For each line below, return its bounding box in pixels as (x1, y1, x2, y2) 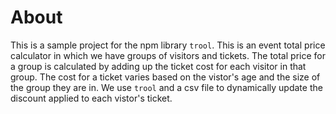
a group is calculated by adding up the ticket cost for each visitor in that (10, 60, 307, 72)
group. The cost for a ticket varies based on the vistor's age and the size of (10, 71, 321, 83)
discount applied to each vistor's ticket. (10, 92, 173, 104)
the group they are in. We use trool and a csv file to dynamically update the (10, 81, 323, 93)
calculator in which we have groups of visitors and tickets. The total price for (10, 49, 326, 61)
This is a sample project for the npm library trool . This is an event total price (10, 39, 326, 51)
